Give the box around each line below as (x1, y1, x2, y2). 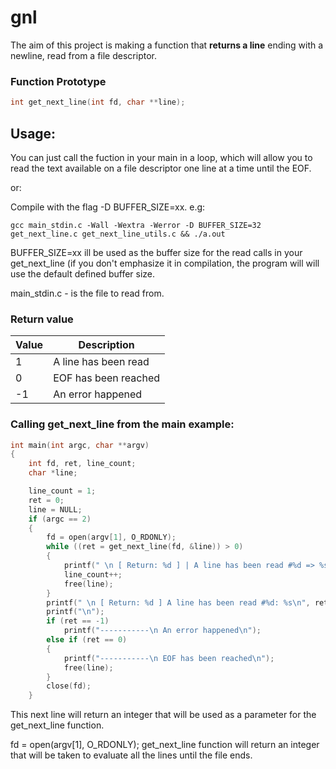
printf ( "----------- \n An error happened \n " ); (63, 626, 262, 636)
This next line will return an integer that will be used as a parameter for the (10, 709, 317, 721)
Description (78, 338, 135, 352)
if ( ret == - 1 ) (46, 616, 110, 626)
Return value (10, 312, 74, 326)
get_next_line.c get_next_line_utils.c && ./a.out (10, 229, 226, 239)
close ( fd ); (46, 681, 92, 691)
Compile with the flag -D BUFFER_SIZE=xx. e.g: (10, 201, 206, 213)
